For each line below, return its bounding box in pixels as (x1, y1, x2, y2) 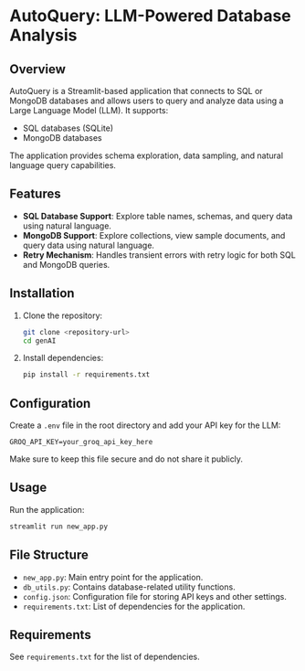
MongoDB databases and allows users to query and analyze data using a (9, 95, 284, 106)
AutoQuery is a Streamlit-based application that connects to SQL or (9, 86, 263, 96)
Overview (9, 61, 67, 77)
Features (9, 186, 61, 202)
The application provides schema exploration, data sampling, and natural (9, 150, 284, 161)
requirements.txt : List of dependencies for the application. (22, 601, 246, 612)
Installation (9, 285, 75, 302)
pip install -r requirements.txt (22, 370, 151, 379)
